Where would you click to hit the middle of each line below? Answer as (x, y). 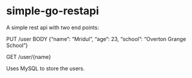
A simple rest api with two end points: (52, 27)
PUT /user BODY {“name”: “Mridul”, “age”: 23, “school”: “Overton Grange (96, 39)
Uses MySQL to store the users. (46, 68)
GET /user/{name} (28, 57)
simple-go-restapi (52, 11)
